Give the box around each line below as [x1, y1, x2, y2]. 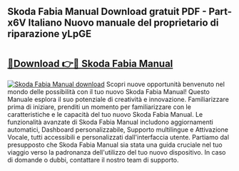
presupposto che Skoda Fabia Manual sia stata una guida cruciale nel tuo [7, 140, 223, 149]
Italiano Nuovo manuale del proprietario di [28, 17, 219, 29]
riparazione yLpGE [7, 28, 91, 40]
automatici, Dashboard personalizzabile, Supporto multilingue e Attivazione [7, 125, 228, 134]
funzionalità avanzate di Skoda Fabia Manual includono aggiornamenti [7, 118, 214, 126]
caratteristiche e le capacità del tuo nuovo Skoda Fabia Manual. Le [7, 110, 203, 118]
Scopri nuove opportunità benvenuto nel [106, 80, 225, 88]
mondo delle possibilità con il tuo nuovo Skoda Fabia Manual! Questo [7, 88, 210, 95]
